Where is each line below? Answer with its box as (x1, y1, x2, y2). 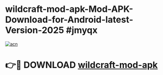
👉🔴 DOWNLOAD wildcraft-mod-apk (5, 60, 158, 71)
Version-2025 (5, 25, 65, 36)
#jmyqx (66, 25, 98, 36)
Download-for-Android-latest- (5, 14, 133, 25)
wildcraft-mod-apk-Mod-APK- (5, 3, 133, 15)
